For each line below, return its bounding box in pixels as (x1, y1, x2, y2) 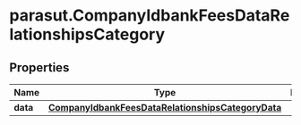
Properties (9, 60, 70, 75)
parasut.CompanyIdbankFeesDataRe (9, 5, 290, 26)
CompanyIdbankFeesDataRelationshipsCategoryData (47, 102, 282, 113)
